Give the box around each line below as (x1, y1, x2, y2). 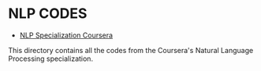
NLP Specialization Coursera (19, 30, 113, 40)
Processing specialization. (8, 54, 93, 63)
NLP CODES (8, 5, 88, 23)
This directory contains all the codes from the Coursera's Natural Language (8, 45, 254, 55)
